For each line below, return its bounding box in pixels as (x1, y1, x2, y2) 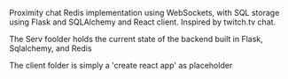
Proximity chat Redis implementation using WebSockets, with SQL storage (9, 8, 280, 18)
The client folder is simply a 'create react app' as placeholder (9, 61, 233, 70)
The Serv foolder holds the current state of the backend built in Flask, (9, 34, 263, 44)
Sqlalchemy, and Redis (9, 43, 92, 54)
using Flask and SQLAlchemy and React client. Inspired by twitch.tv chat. (9, 17, 276, 27)
